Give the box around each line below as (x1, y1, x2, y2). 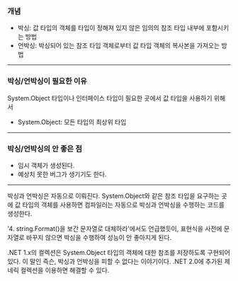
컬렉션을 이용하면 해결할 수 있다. (20, 265, 110, 274)
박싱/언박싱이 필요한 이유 (7, 76, 87, 86)
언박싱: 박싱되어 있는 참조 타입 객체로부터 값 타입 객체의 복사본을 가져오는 (17, 41, 220, 50)
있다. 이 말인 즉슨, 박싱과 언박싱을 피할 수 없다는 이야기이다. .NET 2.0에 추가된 (7, 257, 223, 265)
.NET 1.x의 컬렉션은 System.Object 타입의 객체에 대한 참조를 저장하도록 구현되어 (7, 248, 230, 256)
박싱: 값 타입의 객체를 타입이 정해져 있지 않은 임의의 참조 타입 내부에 (17, 23, 205, 33)
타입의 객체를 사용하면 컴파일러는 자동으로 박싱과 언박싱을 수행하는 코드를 (22, 200, 225, 209)
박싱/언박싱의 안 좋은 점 (7, 144, 83, 154)
